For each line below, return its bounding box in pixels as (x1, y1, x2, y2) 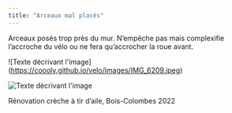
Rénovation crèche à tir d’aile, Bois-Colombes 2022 (8, 96, 176, 105)
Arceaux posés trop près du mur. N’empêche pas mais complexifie (8, 33, 225, 43)
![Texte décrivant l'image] (8, 57, 92, 66)
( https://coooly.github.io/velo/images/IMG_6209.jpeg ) (8, 65, 183, 75)
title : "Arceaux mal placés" (8, 11, 104, 20)
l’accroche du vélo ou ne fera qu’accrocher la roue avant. (8, 41, 194, 51)
